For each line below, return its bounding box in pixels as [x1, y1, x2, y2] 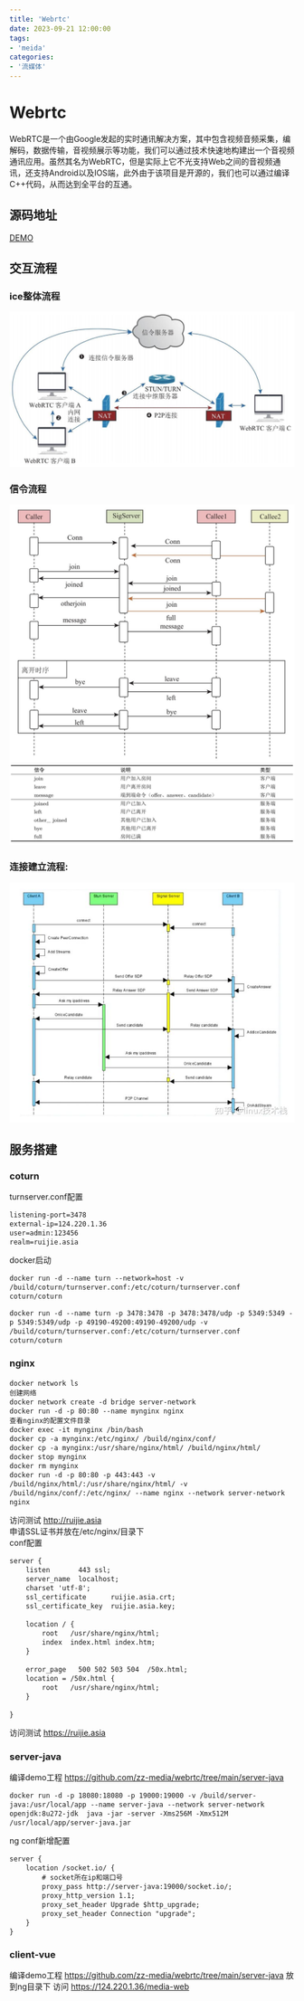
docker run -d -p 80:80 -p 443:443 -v [9, 1470, 156, 1479]
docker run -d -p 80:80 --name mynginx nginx [9, 1407, 184, 1416]
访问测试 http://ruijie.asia [9, 1514, 102, 1525]
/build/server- [199, 1791, 257, 1800]
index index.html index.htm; [42, 1637, 156, 1646]
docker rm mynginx [9, 1461, 79, 1470]
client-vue [9, 1948, 56, 1960]
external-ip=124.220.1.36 [9, 1219, 107, 1229]
